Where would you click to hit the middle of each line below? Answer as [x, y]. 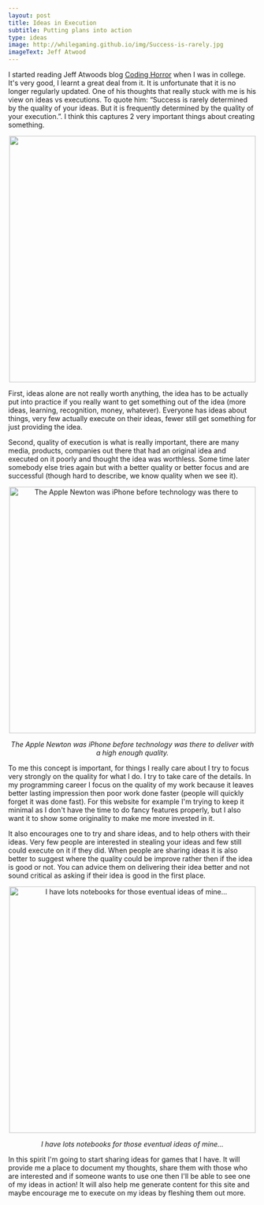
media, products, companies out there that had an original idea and [117, 451]
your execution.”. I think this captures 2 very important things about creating [132, 116]
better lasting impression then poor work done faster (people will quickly [126, 793]
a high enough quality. [132, 753]
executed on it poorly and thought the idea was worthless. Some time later [129, 459]
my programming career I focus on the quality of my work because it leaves [131, 785]
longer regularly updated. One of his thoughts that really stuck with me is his [132, 91]
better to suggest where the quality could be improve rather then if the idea [130, 859]
